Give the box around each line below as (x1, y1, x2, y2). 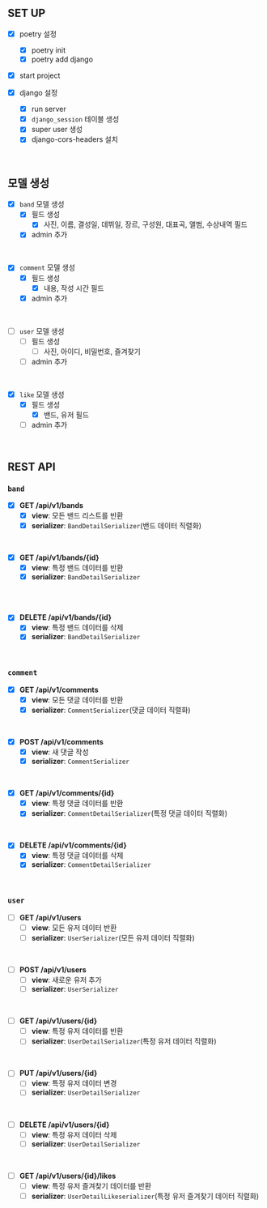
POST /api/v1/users (19, 964, 87, 975)
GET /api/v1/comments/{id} (19, 788, 115, 798)
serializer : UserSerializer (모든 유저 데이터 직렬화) (31, 933, 195, 942)
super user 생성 (31, 125, 83, 134)
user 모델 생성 (19, 326, 65, 335)
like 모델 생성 (19, 389, 65, 399)
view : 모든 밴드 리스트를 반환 (31, 510, 124, 520)
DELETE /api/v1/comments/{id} (19, 840, 127, 850)
